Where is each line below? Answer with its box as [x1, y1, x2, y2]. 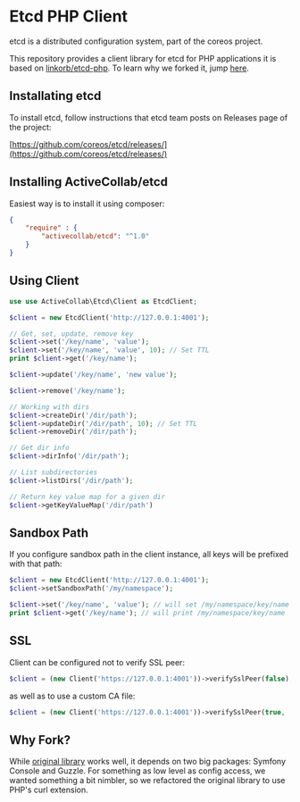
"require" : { [25, 223, 78, 233]
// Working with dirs [9, 402, 90, 412]
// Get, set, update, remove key [9, 329, 134, 338]
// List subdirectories [9, 468, 98, 477]
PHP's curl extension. [9, 784, 89, 796]
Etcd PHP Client [9, 6, 128, 27]
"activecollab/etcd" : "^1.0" [41, 232, 150, 241]
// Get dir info [9, 444, 70, 453]
